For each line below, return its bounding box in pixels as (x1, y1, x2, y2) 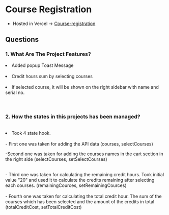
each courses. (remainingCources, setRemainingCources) (5, 182, 127, 188)
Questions (5, 35, 39, 44)
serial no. (5, 89, 25, 95)
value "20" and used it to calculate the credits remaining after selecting (5, 177, 155, 183)
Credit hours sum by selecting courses (12, 73, 93, 79)
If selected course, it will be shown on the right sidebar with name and (12, 84, 159, 90)
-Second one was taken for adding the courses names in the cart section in (5, 151, 163, 157)
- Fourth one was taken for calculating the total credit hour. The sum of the (5, 193, 162, 199)
